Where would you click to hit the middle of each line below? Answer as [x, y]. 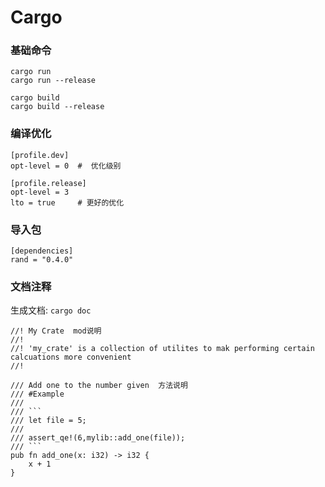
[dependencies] [42, 251]
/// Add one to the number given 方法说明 [99, 386]
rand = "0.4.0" [42, 260]
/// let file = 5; [48, 421]
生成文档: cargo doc [51, 310]
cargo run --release [53, 81]
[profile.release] [48, 183]
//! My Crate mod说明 [56, 331]
